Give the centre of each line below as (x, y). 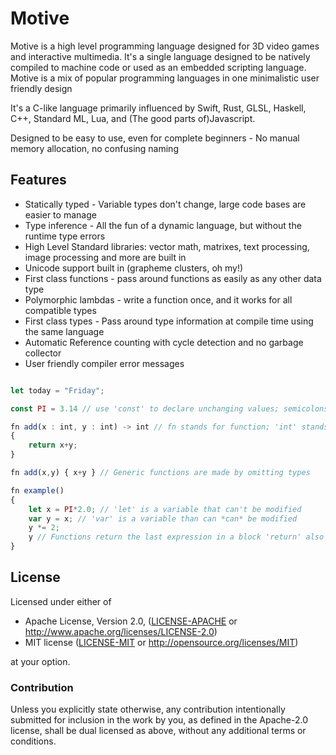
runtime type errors (65, 236)
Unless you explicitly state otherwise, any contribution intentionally (148, 709)
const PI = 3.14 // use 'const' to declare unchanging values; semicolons (169, 408)
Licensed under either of (61, 601)
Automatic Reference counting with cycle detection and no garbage (164, 342)
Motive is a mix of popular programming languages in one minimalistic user (165, 78)
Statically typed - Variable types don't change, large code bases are (165, 204)
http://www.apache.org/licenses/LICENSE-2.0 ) (121, 631)
